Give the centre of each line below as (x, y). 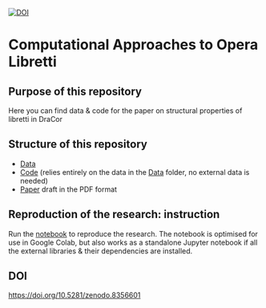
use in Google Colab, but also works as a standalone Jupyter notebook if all (133, 242)
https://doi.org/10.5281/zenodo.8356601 (75, 295)
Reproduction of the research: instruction (114, 215)
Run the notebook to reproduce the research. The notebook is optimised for (133, 233)
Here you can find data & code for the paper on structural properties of (125, 111)
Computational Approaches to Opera (133, 45)
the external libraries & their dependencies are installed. (101, 251)
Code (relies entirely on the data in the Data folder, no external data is (135, 172)
